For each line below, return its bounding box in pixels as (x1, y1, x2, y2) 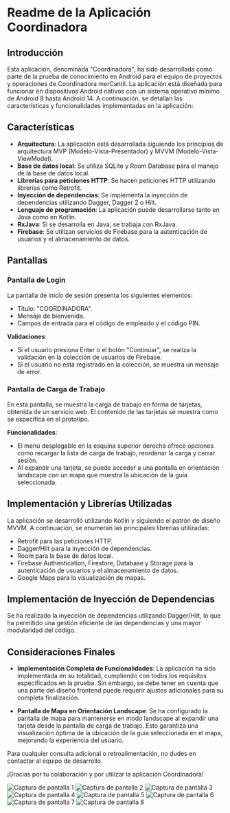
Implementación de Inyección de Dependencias (7, 594, 215, 605)
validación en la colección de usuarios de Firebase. (16, 353, 163, 361)
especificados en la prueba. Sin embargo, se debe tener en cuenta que (16, 679, 218, 687)
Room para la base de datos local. (16, 552, 113, 560)
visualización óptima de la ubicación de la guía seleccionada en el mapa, (16, 729, 223, 737)
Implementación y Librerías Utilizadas (7, 498, 172, 510)
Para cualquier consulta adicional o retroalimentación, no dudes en (7, 750, 196, 758)
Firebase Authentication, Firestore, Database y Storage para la (16, 559, 194, 567)
